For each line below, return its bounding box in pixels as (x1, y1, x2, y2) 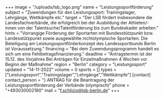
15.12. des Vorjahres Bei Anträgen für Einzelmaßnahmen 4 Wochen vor (5, 56, 147, 62)
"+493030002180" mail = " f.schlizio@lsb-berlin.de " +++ (5, 88, 120, 93)
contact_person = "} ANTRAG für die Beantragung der (5, 77, 114, 83)
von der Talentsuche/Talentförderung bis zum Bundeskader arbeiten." (17, 25, 159, 31)
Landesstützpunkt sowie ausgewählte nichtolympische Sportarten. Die (5, 35, 148, 41)
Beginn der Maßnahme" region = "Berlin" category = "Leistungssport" (5, 61, 147, 67)
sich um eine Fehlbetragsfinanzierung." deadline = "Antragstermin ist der (5, 51, 153, 57)
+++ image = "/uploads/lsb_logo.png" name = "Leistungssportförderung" (5, 4, 154, 10)
